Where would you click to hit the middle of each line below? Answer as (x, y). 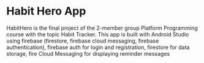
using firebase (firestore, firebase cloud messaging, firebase (83, 41)
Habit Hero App (46, 11)
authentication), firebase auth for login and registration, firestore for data (98, 47)
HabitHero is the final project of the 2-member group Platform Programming (102, 28)
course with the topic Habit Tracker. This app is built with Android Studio (98, 34)
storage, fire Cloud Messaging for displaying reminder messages (88, 53)
